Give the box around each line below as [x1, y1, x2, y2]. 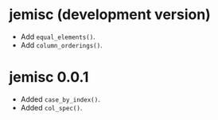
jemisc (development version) [9, 6, 212, 24]
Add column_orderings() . [20, 40, 103, 49]
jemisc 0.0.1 [9, 68, 89, 87]
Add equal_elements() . [20, 32, 96, 41]
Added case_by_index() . [20, 94, 100, 104]
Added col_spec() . [20, 103, 83, 112]
